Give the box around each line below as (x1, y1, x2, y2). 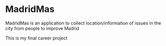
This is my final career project (5, 35, 68, 41)
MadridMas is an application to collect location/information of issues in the (5, 20, 161, 26)
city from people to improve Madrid (5, 25, 80, 31)
